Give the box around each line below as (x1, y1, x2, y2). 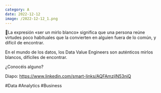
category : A (5, 7, 29, 12)
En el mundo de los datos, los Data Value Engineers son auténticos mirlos (5, 49, 153, 55)
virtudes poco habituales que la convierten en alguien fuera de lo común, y (5, 35, 157, 40)
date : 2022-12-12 (5, 12, 41, 17)
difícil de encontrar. (5, 40, 45, 46)
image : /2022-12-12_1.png (5, 16, 58, 21)
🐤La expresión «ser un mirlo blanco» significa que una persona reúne (5, 30, 145, 36)
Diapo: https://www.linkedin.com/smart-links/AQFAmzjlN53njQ (5, 74, 131, 79)
